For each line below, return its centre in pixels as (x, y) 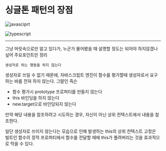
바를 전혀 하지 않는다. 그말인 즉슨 (46, 81)
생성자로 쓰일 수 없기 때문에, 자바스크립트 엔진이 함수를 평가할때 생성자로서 (77, 75)
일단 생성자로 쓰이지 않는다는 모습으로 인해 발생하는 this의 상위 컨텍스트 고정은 (81, 131)
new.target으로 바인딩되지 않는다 (44, 104)
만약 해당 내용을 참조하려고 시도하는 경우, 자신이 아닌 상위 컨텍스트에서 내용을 (80, 114)
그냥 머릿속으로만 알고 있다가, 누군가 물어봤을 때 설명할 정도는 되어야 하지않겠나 (82, 49)
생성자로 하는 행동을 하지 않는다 (33, 65)
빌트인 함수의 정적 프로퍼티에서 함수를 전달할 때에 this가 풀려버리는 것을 (74, 137)
